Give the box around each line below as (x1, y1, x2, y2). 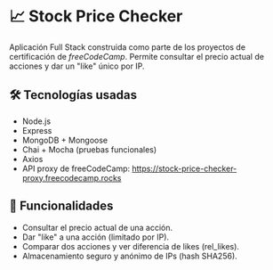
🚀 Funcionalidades (9, 199, 114, 214)
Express (21, 125, 52, 135)
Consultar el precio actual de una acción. (21, 222, 173, 233)
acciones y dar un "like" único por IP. (9, 61, 145, 71)
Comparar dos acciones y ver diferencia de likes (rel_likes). (21, 241, 240, 251)
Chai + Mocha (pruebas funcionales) (21, 143, 157, 155)
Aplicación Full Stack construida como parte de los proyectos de (9, 41, 246, 53)
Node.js (21, 116, 52, 127)
